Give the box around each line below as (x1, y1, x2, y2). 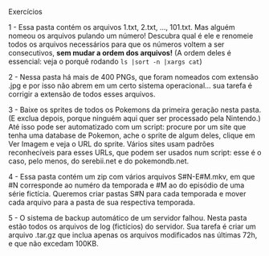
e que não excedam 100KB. (8, 239, 99, 248)
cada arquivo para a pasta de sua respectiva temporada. (8, 197, 195, 207)
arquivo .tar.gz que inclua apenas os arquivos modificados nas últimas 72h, (8, 230, 258, 240)
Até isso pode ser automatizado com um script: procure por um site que (8, 122, 247, 131)
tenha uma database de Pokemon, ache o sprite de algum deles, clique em (8, 130, 255, 140)
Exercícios (8, 7, 43, 16)
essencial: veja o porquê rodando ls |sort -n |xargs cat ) (8, 56, 202, 66)
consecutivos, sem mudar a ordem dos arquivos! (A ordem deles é (8, 48, 231, 57)
